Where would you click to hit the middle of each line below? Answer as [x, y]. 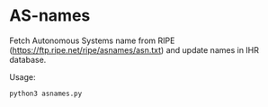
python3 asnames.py [46, 94]
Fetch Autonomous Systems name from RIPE [92, 40]
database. [28, 59]
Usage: [22, 76]
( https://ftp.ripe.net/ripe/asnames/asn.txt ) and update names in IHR [134, 49]
